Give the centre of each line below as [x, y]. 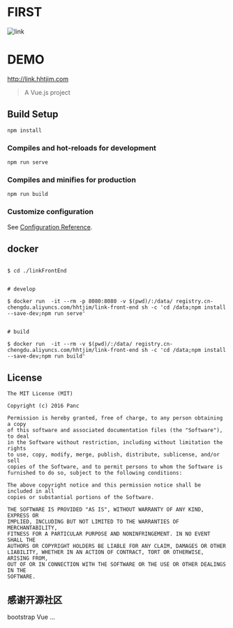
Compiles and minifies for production [72, 180]
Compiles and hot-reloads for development [82, 148]
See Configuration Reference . [50, 227]
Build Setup [33, 115]
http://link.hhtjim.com [38, 79]
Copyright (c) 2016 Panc [43, 406]
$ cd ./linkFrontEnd [37, 271]
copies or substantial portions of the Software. [81, 498]
